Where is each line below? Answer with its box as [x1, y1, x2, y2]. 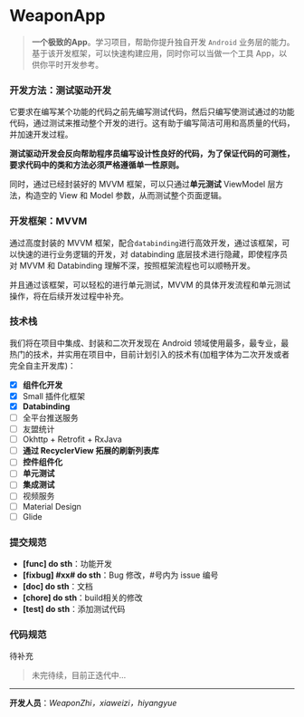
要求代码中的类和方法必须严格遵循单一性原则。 [9, 159, 184, 170]
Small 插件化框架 [22, 390, 86, 401]
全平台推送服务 [22, 413, 79, 424]
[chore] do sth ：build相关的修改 [22, 592, 143, 603]
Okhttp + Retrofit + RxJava [22, 434, 122, 445]
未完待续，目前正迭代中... [31, 670, 127, 681]
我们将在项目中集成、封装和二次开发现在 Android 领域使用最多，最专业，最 [9, 337, 290, 349]
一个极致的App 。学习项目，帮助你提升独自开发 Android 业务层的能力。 [31, 36, 295, 47]
